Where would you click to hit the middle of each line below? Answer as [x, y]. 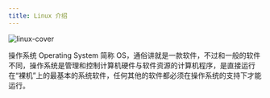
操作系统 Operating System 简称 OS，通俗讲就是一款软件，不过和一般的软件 [134, 55]
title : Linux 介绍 [38, 16]
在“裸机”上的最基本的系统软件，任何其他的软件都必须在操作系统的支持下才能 [135, 75]
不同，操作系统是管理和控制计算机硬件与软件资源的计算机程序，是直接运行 [132, 65]
